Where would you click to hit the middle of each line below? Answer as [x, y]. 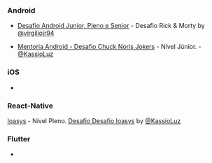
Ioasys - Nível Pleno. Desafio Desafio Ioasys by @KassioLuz [94, 120]
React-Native [30, 106]
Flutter [19, 139]
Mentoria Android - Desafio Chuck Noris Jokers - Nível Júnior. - [109, 47]
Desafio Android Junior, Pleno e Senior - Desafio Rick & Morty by [111, 26]
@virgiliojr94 [36, 33]
